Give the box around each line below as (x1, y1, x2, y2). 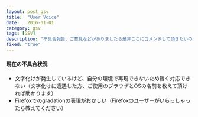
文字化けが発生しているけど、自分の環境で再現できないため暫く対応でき (14, 75, 191, 82)
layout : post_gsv (6, 8, 49, 15)
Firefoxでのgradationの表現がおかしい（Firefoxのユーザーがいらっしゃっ (14, 97, 191, 104)
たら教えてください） (14, 105, 67, 112)
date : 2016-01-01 (6, 19, 54, 25)
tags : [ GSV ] (6, 31, 35, 37)
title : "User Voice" (6, 14, 60, 20)
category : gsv (6, 25, 41, 31)
